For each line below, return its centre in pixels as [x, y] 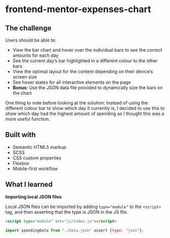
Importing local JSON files [33, 196]
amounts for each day [36, 55]
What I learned [29, 185]
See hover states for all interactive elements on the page [72, 82]
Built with [21, 135]
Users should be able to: [31, 40]
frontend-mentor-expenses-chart [78, 9]
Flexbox [21, 163]
